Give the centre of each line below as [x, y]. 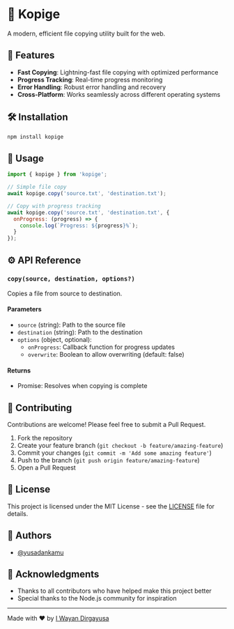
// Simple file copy [37, 187]
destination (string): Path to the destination [80, 332]
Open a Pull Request [47, 468]
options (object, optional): [54, 340]
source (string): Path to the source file [71, 325]
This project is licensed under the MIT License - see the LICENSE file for [111, 506]
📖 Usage [25, 158]
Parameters [24, 309]
